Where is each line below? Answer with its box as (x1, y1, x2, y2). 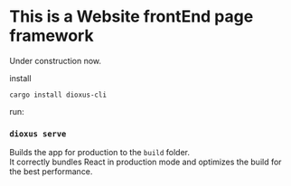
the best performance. (9, 166, 93, 177)
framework (9, 25, 94, 46)
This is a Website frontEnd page (9, 6, 254, 27)
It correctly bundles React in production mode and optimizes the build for (9, 156, 282, 168)
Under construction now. (9, 55, 102, 66)
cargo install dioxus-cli (9, 90, 107, 99)
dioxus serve (9, 128, 67, 139)
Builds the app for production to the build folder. (9, 147, 191, 158)
